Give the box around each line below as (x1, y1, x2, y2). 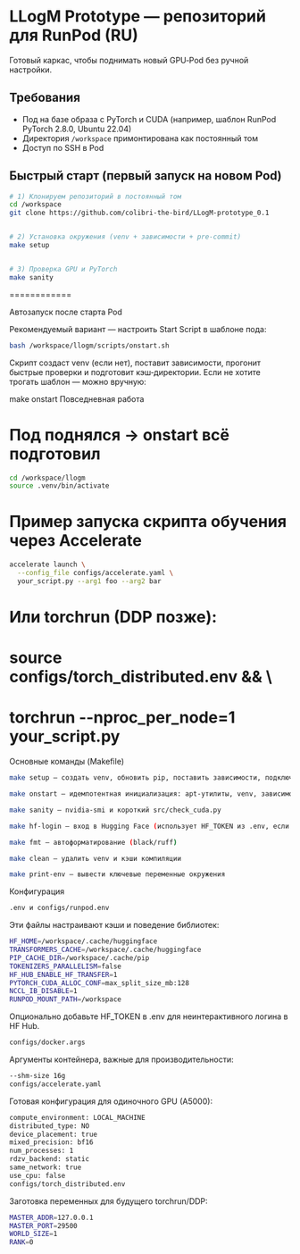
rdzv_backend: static (9, 1155, 90, 1164)
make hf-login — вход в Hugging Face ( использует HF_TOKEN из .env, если (9, 822, 290, 831)
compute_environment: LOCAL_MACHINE (9, 1113, 146, 1122)
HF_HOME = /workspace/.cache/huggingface (9, 937, 158, 946)
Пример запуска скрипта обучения (9, 512, 287, 532)
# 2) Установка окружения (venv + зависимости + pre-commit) (9, 232, 242, 242)
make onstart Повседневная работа (9, 393, 145, 404)
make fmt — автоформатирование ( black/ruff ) (9, 838, 178, 847)
